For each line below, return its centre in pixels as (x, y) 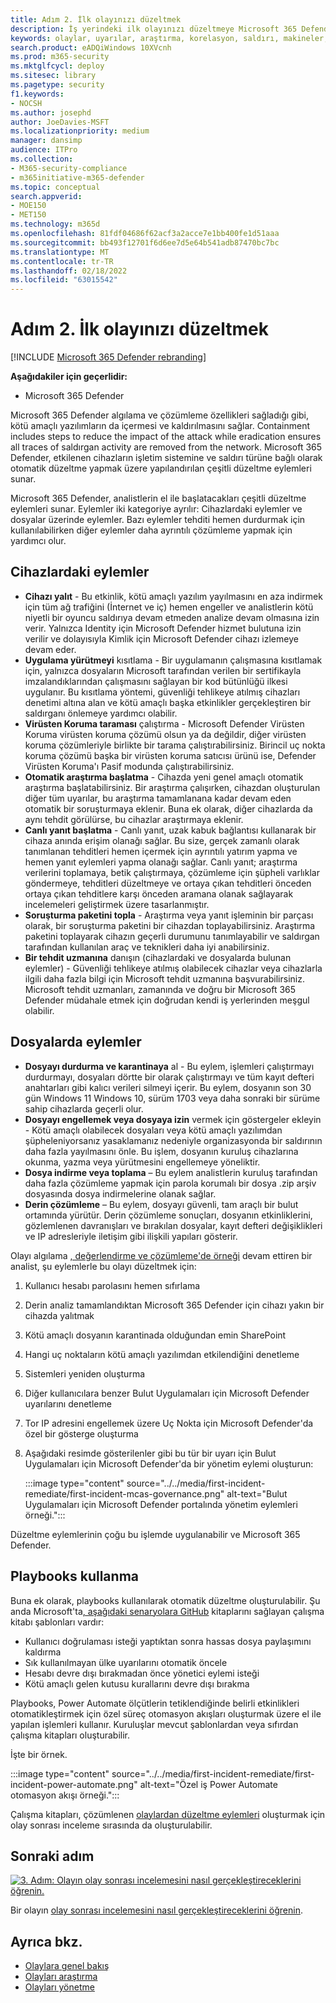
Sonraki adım (52, 1856)
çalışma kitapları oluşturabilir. (70, 1735)
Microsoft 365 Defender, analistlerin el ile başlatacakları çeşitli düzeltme (158, 498)
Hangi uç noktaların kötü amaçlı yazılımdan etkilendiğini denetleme (162, 1354)
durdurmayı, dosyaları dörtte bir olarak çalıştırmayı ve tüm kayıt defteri (169, 1077)
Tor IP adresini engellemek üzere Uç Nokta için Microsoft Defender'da (169, 1423)
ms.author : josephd (51, 112)
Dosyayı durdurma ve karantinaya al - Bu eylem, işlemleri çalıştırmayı (169, 1066)
